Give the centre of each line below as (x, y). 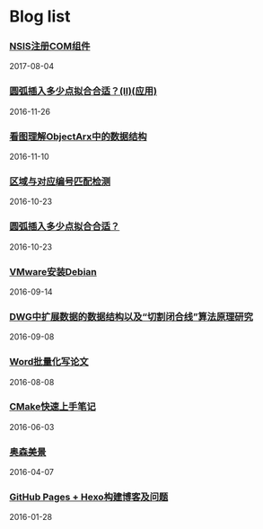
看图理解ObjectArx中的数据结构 (78, 137)
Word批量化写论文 (49, 362)
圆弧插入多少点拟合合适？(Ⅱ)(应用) (83, 92)
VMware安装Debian (53, 271)
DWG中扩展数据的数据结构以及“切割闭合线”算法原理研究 (131, 316)
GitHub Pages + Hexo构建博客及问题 (89, 498)
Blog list (40, 17)
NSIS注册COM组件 (50, 47)
